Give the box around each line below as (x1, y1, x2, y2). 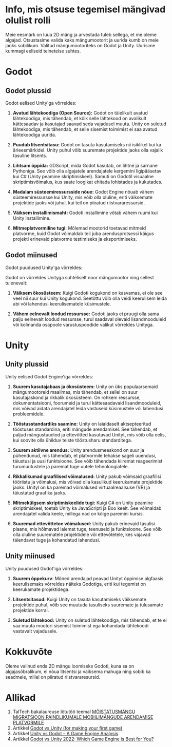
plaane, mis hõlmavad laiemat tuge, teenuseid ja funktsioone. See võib (12, 526, 162, 532)
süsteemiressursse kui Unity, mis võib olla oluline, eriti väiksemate (12, 194, 153, 200)
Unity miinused (5, 552, 55, 561)
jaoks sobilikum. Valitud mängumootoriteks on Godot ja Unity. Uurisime (5, 42, 156, 48)
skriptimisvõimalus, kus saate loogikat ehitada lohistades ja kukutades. (12, 179, 163, 185)
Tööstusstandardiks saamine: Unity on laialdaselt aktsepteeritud (12, 420, 151, 427)
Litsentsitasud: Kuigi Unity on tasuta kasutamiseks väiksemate (12, 596, 146, 602)
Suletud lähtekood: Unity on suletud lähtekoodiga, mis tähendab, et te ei (12, 617, 167, 623)
